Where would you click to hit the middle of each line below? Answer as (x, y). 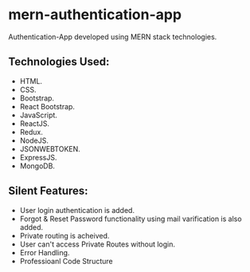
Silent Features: (49, 191)
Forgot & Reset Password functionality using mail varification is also (131, 219)
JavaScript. (39, 115)
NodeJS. (34, 140)
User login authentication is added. (77, 210)
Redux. (31, 132)
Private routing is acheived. (64, 235)
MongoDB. (37, 166)
